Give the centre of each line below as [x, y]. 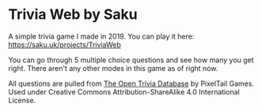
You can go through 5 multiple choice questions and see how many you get [131, 60]
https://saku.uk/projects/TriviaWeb [65, 44]
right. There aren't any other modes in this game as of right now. [113, 68]
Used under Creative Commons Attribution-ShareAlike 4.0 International [124, 91]
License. [22, 100]
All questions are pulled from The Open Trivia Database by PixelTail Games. [131, 83]
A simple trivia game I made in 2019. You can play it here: [101, 36]
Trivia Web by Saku [73, 15]
